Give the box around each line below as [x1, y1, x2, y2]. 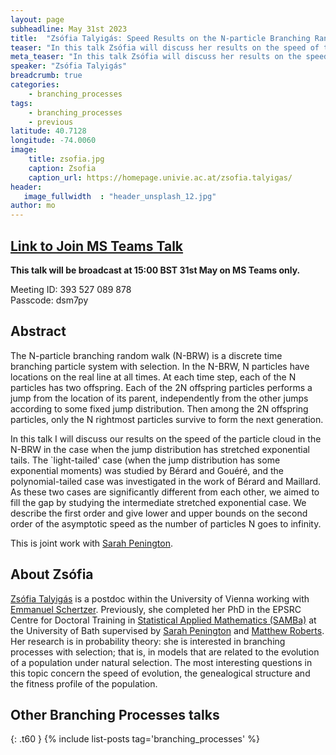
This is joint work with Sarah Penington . [10, 537, 173, 549]
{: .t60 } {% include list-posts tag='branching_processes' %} [10, 733, 260, 745]
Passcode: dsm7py [10, 294, 89, 306]
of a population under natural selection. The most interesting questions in [10, 656, 313, 668]
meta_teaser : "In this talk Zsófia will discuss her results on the [10, 52, 302, 62]
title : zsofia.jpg [28, 154, 105, 164]
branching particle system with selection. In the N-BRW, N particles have [10, 360, 310, 372]
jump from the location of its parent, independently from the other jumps [10, 392, 309, 404]
